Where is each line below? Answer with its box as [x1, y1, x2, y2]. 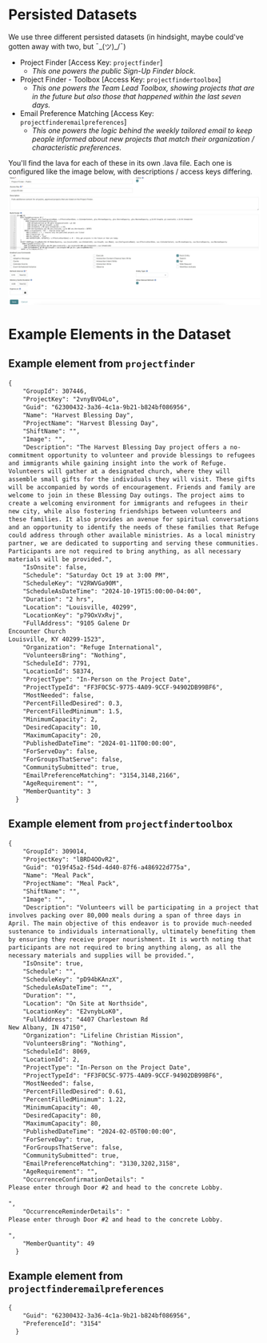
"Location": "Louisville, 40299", [22, 603, 137, 611]
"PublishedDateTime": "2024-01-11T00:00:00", [22, 739, 177, 748]
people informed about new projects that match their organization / [31, 134, 255, 143]
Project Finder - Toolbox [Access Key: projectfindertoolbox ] [19, 74, 221, 84]
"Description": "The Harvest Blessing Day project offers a [22, 443, 227, 451]
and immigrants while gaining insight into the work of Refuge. [8, 459, 227, 467]
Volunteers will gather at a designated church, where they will [8, 467, 230, 475]
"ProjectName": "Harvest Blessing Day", [22, 419, 159, 427]
